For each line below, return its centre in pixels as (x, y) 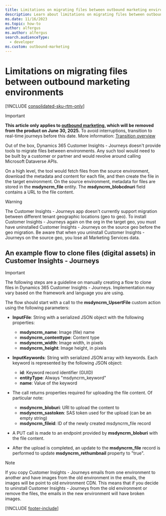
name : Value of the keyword (48, 383)
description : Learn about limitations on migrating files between (75, 14)
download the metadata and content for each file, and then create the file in (82, 176)
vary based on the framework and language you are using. (65, 293)
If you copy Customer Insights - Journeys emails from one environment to (80, 472)
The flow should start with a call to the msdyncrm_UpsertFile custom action (83, 303)
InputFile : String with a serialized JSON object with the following (78, 318)
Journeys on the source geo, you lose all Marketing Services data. (73, 237)
